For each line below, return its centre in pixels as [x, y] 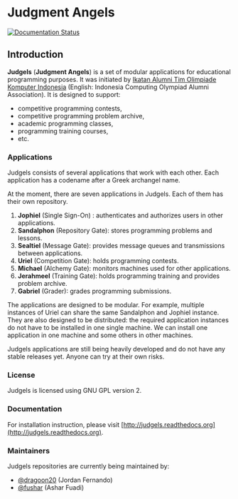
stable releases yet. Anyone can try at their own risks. [86, 356]
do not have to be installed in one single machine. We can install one [108, 328]
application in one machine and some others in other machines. [100, 335]
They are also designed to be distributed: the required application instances [118, 320]
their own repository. [38, 202]
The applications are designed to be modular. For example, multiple [106, 305]
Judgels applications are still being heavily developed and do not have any [117, 349]
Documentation [35, 409]
